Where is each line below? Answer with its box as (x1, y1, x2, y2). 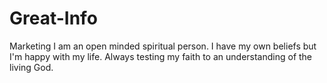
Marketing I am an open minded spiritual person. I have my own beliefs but (9, 40, 317, 52)
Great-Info (9, 7, 98, 30)
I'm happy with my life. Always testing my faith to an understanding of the (9, 50, 313, 62)
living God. (9, 61, 54, 73)
